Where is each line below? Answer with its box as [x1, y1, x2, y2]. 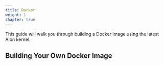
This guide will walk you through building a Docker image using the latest [5, 31, 159, 37]
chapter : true [5, 17, 36, 22]
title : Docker [5, 7, 36, 13]
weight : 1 [5, 12, 27, 17]
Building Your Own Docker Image [5, 51, 112, 60]
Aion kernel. [5, 36, 31, 42]
